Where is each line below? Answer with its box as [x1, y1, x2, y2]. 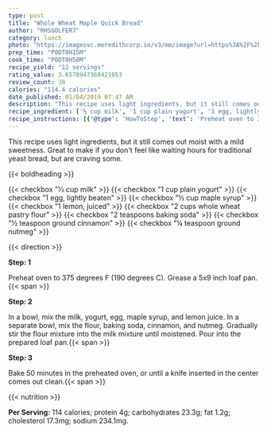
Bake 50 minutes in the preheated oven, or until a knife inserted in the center [8, 368, 259, 377]
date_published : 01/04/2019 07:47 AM [8, 93, 133, 101]
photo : [8, 41, 30, 49]
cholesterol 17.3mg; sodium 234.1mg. [8, 416, 129, 425]
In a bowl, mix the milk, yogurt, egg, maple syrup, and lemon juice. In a [8, 311, 240, 322]
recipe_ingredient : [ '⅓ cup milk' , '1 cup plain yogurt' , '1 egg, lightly [8, 108, 261, 116]
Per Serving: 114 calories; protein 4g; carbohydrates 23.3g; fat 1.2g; [8, 407, 230, 417]
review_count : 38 [8, 78, 66, 86]
